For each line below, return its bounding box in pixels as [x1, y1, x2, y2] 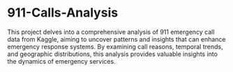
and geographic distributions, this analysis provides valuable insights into [7, 50, 218, 58]
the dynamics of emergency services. [7, 57, 116, 65]
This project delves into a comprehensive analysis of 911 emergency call [7, 28, 215, 36]
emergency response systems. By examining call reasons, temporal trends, [7, 42, 223, 51]
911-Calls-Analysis [7, 5, 119, 21]
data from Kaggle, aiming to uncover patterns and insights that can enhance [7, 35, 226, 43]
